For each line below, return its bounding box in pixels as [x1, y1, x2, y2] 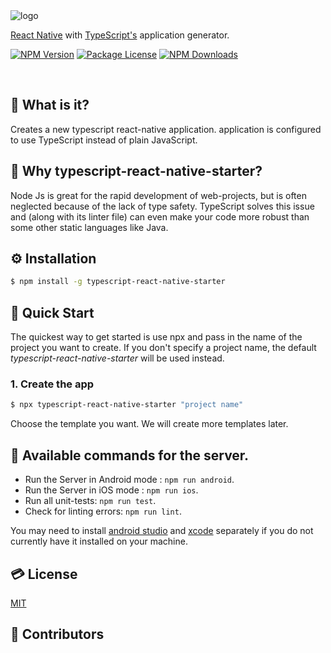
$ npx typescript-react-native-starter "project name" [10, 400, 244, 410]
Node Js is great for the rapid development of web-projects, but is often [10, 189, 307, 201]
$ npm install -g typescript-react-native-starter [10, 277, 226, 287]
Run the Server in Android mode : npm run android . [24, 474, 235, 486]
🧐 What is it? [10, 97, 90, 114]
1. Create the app [10, 377, 95, 391]
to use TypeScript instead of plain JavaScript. [10, 134, 198, 146]
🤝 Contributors [10, 626, 105, 643]
